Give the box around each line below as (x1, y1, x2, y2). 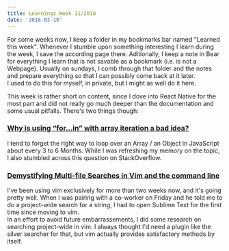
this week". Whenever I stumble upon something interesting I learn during (7, 42, 214, 51)
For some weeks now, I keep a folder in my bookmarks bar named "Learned (7, 35, 221, 43)
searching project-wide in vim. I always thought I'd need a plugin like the (7, 223, 211, 231)
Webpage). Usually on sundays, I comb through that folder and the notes (7, 64, 212, 72)
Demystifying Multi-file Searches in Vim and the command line (7, 170, 220, 180)
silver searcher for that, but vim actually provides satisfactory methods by (7, 230, 215, 238)
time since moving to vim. (7, 208, 80, 216)
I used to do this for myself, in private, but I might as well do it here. (7, 79, 196, 87)
